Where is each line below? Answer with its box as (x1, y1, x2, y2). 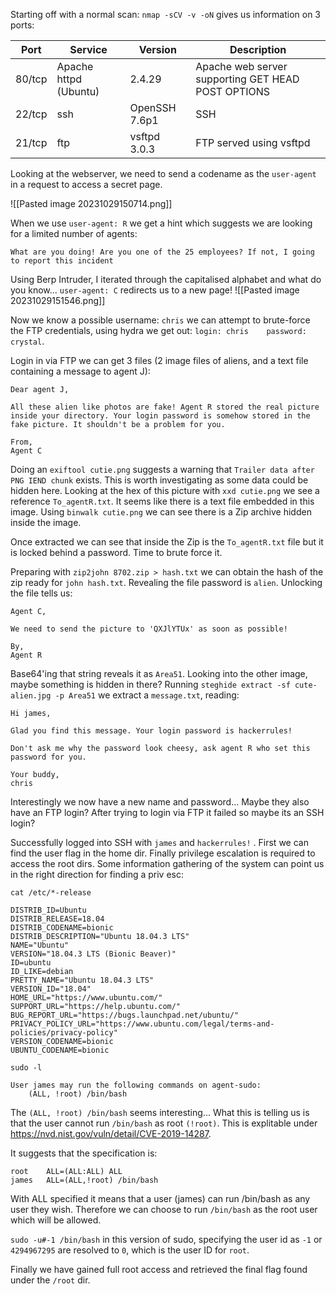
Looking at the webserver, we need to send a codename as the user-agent (10, 168, 317, 179)
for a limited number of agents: (10, 228, 138, 239)
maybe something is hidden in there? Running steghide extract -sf (10, 679, 291, 690)
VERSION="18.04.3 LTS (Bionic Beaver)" (10, 949, 177, 959)
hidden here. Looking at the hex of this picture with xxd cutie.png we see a (10, 485, 320, 496)
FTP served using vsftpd (195, 136, 311, 149)
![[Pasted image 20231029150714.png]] (10, 198, 173, 209)
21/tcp (15, 136, 48, 149)
